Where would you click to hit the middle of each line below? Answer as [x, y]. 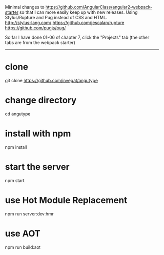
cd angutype [18, 114]
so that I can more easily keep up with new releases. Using [78, 12]
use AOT [23, 233]
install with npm [38, 134]
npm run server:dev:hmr [30, 214]
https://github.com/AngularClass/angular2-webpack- [99, 7]
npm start [15, 180]
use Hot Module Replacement [66, 200]
